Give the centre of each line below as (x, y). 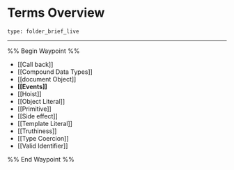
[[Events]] (32, 86)
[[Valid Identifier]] (42, 146)
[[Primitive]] (34, 109)
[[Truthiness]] (37, 131)
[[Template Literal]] (45, 123)
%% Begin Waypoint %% (44, 51)
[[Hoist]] (29, 94)
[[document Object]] (47, 79)
